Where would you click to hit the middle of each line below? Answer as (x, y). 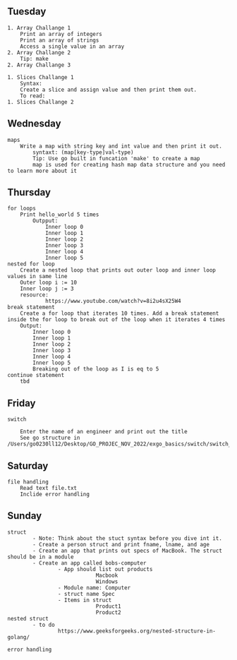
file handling (28, 482)
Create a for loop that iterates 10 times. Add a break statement (120, 313)
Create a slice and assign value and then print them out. (109, 90)
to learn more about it (42, 171)
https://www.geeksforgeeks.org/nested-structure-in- (137, 631)
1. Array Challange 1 (39, 28)
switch (17, 419)
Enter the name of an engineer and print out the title (104, 432)
